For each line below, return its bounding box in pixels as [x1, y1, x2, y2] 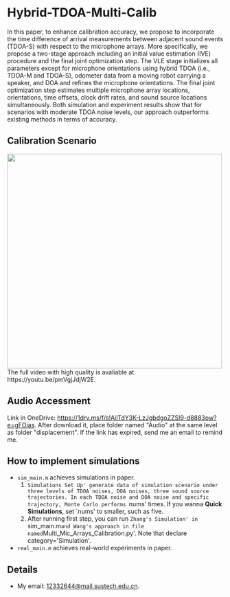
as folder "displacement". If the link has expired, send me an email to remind [7, 428, 223, 436]
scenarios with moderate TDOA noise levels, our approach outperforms [7, 108, 209, 116]
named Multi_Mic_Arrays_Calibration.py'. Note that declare [27, 529, 187, 537]
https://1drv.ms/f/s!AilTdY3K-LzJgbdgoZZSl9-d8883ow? [57, 414, 218, 422]
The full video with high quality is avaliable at [7, 368, 135, 376]
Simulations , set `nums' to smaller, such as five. [27, 507, 163, 516]
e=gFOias [7, 420, 35, 429]
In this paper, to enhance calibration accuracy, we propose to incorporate [7, 27, 215, 36]
